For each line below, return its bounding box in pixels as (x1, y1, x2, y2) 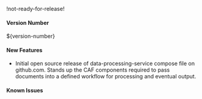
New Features (6, 46, 43, 53)
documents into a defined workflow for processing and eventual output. (15, 73, 196, 80)
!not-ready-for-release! (6, 5, 65, 12)
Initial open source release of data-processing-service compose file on (15, 60, 195, 67)
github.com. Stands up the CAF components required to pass (15, 66, 170, 73)
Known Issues (6, 87, 43, 94)
